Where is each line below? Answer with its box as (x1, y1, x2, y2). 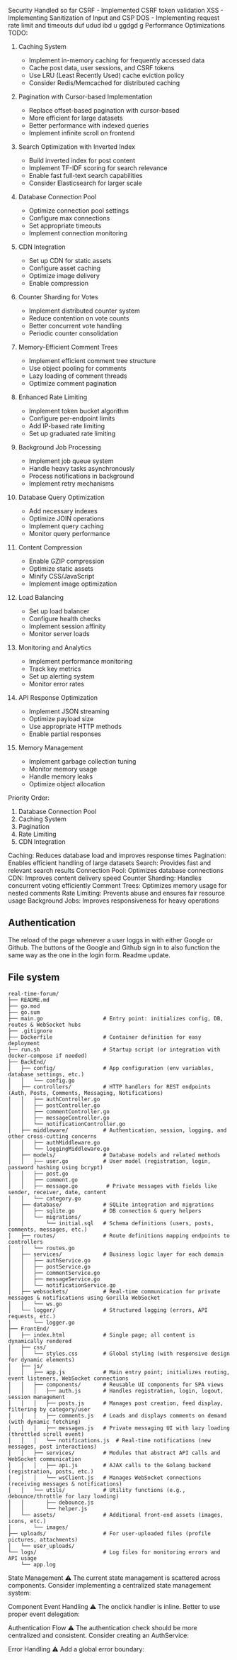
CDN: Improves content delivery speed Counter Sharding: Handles (8, 874, 202, 882)
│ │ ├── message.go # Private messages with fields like (8, 1182, 218, 1190)
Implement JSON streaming (28, 707, 110, 715)
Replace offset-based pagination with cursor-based (28, 106, 180, 114)
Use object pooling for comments (28, 364, 127, 372)
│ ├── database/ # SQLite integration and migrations (8, 1201, 214, 1208)
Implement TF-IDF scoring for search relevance (28, 164, 168, 172)
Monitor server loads (28, 630, 91, 637)
